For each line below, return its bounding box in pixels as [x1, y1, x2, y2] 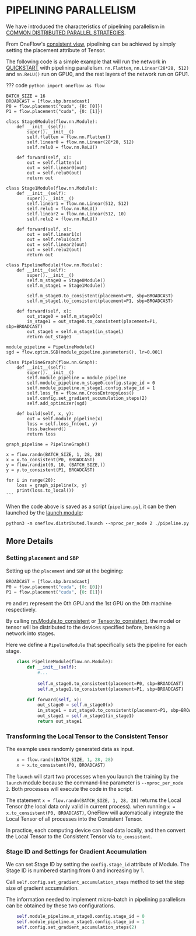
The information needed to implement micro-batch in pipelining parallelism [6, 896, 185, 903]
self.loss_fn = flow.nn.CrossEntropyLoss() [27, 390, 134, 396]
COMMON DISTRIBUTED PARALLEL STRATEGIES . [6, 29, 126, 36]
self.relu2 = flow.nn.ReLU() [27, 216, 98, 222]
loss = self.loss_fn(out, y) [27, 421, 98, 427]
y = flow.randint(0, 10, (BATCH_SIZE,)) [6, 462, 106, 468]
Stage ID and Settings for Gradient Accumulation [6, 847, 147, 855]
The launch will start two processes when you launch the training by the [6, 773, 179, 780]
